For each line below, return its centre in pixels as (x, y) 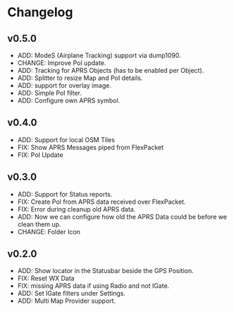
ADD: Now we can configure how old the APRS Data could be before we (122, 216)
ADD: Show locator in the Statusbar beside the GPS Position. (105, 271)
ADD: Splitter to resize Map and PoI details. (80, 78)
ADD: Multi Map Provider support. (67, 301)
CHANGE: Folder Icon (49, 231)
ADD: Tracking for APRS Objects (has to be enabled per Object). (111, 70)
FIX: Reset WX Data (46, 278)
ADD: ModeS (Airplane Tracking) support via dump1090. (99, 55)
